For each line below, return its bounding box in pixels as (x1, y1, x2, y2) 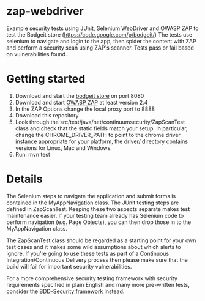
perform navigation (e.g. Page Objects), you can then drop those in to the (6, 218, 192, 226)
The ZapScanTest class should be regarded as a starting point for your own (6, 237, 196, 244)
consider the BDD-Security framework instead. (6, 288, 125, 295)
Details (6, 173, 43, 186)
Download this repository (15, 111, 79, 119)
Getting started (6, 72, 86, 86)
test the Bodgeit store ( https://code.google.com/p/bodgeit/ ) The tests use (6, 31, 193, 38)
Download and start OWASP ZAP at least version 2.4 (15, 98, 148, 106)
